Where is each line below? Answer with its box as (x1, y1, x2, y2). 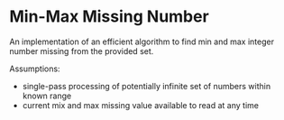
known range (22, 90, 72, 101)
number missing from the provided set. (9, 45, 154, 56)
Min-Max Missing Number (9, 6, 209, 27)
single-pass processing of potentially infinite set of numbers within (22, 80, 271, 91)
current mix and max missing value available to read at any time (22, 99, 260, 110)
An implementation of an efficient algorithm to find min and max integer (9, 36, 275, 47)
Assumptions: (9, 63, 60, 74)
